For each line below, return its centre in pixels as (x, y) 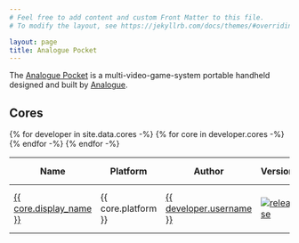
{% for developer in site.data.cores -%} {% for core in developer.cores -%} (147, 134)
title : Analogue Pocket (53, 50)
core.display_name (53, 208)
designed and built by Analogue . (69, 85)
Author (209, 172)
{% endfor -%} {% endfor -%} (65, 144)
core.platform (129, 208)
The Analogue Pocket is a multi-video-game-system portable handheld (140, 76)
